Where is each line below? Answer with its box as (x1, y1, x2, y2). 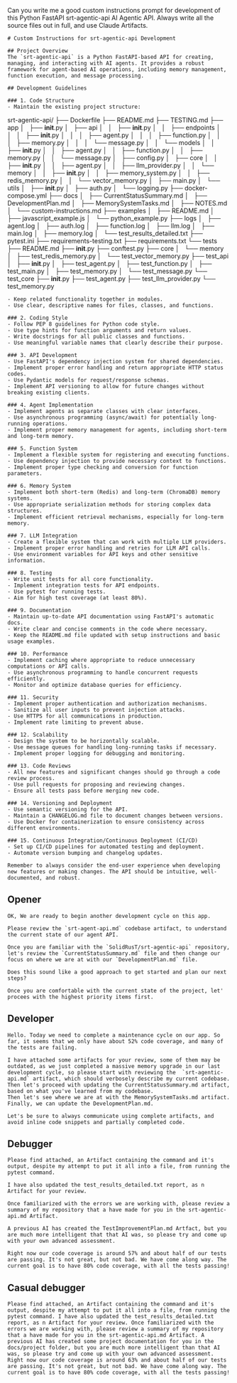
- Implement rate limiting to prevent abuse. (7, 719, 144, 726)
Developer (7, 1013, 55, 1025)
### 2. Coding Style (7, 314, 69, 321)
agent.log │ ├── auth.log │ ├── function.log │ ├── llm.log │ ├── (7, 222, 215, 230)
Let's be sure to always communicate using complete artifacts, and (7, 1112, 214, 1119)
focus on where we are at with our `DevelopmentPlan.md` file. (7, 956, 199, 963)
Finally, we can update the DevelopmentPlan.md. (7, 1100, 154, 1107)
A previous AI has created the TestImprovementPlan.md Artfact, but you (7, 1225, 227, 1232)
